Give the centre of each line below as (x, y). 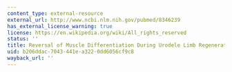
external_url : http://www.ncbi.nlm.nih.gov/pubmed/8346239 (94, 20)
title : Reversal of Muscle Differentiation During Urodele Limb (101, 45)
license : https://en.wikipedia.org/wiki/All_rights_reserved (97, 33)
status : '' (23, 39)
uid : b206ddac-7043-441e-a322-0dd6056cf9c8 (71, 52)
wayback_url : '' (30, 58)
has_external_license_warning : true (60, 26)
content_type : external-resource (55, 13)
